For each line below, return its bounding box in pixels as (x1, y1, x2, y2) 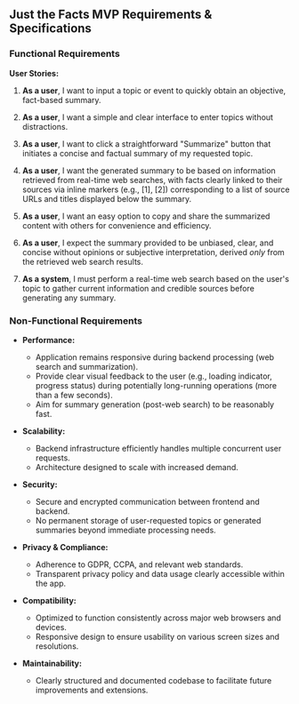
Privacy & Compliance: (21, 541, 109, 552)
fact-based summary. (21, 94, 101, 105)
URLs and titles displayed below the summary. (21, 193, 192, 204)
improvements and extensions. (35, 684, 149, 695)
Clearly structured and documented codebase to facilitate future (35, 675, 272, 685)
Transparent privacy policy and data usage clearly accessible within (35, 568, 285, 579)
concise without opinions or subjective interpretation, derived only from (21, 246, 285, 257)
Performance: (21, 334, 76, 345)
